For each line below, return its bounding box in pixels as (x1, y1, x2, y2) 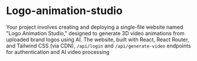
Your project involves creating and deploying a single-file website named (6, 23, 183, 30)
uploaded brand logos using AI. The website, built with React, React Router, (6, 36, 189, 43)
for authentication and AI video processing (6, 48, 110, 55)
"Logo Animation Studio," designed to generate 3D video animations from (6, 29, 185, 36)
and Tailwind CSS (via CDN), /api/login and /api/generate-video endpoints (6, 42, 191, 49)
